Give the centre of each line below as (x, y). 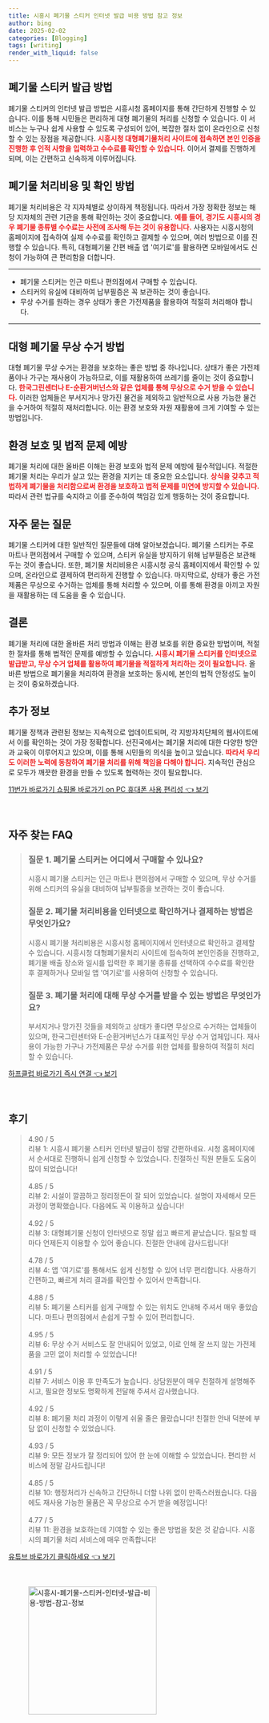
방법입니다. (26, 418)
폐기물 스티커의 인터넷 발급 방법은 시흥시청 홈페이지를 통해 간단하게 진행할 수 (128, 108)
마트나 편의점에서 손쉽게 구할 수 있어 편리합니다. (120, 1317)
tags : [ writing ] (35, 46)
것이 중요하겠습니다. (48, 683)
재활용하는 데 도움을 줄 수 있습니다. (71, 595)
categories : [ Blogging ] (48, 38)
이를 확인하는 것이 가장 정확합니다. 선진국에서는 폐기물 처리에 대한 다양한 (130, 742)
